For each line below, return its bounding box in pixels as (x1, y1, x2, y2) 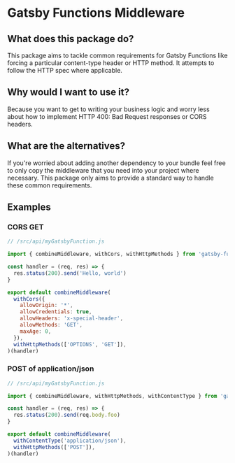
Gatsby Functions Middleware (7, 5, 185, 21)
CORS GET (7, 222, 44, 231)
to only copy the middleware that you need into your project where (7, 166, 199, 174)
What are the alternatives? (7, 140, 126, 152)
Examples (7, 201, 51, 213)
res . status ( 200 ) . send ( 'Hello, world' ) (13, 269, 127, 277)
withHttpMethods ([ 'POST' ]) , (13, 443, 96, 450)
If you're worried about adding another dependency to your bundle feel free (7, 159, 226, 167)
